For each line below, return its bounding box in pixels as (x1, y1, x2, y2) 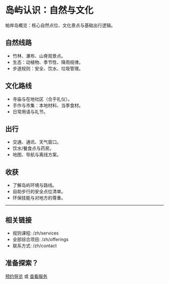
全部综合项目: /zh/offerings (12, 237, 69, 242)
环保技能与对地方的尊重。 (12, 195, 66, 201)
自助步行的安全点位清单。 (12, 189, 66, 195)
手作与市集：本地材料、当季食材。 (12, 102, 83, 108)
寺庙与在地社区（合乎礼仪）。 (12, 96, 72, 102)
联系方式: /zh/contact (12, 243, 57, 249)
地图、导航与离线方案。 (12, 152, 61, 158)
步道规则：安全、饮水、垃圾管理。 (12, 65, 83, 71)
